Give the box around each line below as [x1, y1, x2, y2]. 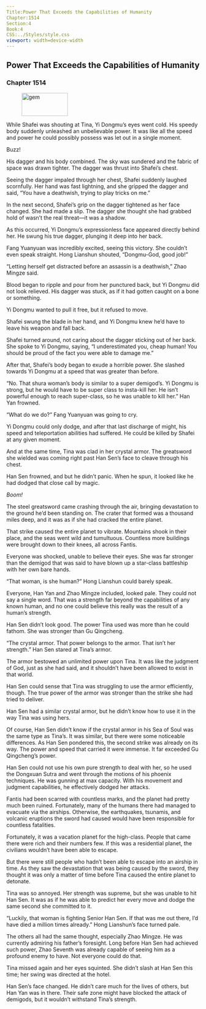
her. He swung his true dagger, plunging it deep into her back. [6, 232, 163, 240]
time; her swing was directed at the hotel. [6, 970, 112, 978]
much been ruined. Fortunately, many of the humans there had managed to [6, 801, 196, 809]
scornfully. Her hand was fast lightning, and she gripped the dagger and [6, 182, 189, 190]
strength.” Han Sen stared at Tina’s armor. [6, 645, 112, 653]
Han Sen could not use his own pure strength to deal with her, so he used [6, 764, 192, 771]
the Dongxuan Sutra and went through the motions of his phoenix [6, 770, 172, 777]
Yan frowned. [6, 399, 40, 406]
